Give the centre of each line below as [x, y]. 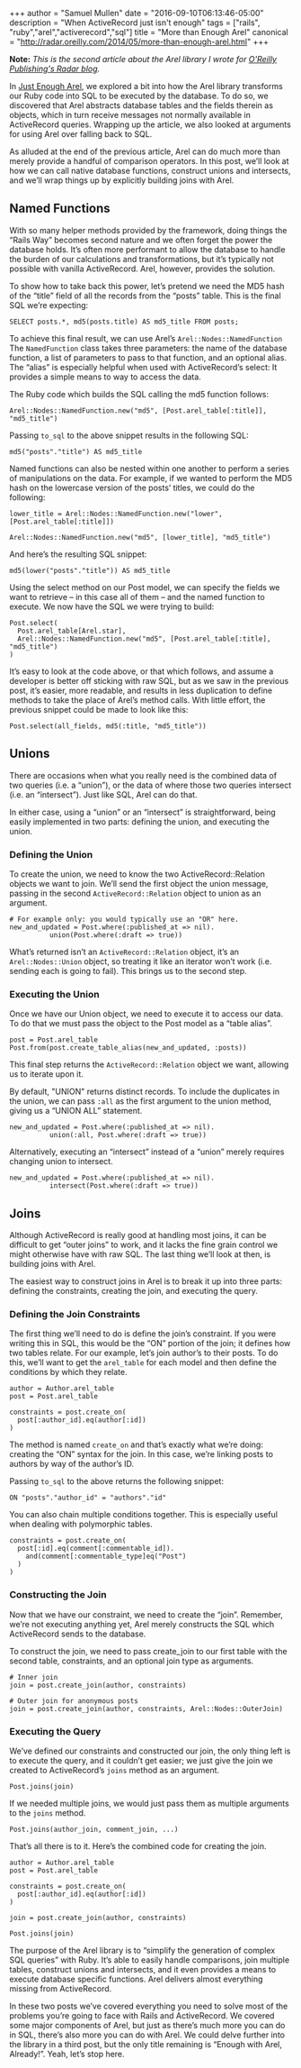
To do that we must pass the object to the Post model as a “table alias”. [141, 1024]
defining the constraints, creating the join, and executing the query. [134, 1291]
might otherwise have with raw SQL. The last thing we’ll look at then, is [140, 1254]
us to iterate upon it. [46, 1074]
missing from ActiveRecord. [61, 1988]
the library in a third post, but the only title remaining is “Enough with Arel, [146, 2044]
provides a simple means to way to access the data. [106, 377]
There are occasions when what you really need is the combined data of [143, 775]
